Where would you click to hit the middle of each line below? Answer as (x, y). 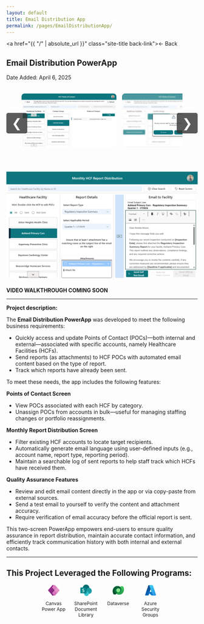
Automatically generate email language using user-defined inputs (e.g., (104, 449)
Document (86, 609)
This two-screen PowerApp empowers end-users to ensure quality (90, 529)
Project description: (32, 308)
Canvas (53, 603)
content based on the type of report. (61, 364)
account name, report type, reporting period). (72, 455)
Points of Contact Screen (39, 394)
